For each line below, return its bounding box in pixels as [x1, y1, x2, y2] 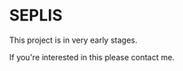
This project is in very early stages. [9, 35, 138, 45]
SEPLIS [9, 5, 63, 26]
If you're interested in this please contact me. [9, 51, 175, 62]
